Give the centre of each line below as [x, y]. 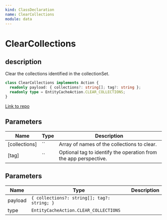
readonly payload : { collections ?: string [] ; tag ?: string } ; [75, 87]
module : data [19, 19]
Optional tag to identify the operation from [108, 152]
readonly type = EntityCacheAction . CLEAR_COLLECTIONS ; [68, 92]
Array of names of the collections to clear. [108, 144]
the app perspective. [83, 158]
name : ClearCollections [30, 14]
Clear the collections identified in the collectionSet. [57, 74]
